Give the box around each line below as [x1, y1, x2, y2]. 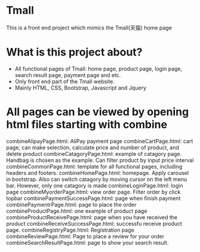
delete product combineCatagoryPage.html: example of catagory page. [6, 150, 182, 157]
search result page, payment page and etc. [14, 71, 121, 78]
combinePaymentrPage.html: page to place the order [6, 201, 137, 208]
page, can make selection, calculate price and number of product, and [6, 144, 179, 151]
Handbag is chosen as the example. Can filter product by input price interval [6, 156, 194, 164]
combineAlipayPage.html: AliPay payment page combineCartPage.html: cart [6, 137, 193, 145]
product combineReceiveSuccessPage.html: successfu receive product [6, 220, 182, 227]
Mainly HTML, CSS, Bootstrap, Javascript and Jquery [14, 84, 146, 91]
